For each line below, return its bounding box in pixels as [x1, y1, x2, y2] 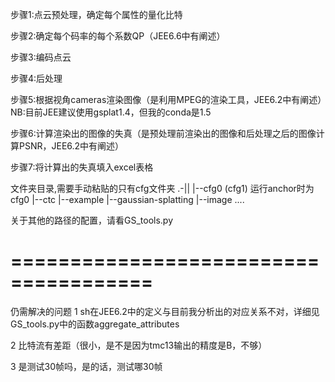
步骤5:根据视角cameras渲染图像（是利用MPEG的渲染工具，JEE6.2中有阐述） [10, 94, 323, 105]
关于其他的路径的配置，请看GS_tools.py [10, 214, 174, 226]
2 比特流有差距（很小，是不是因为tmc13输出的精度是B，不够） [10, 339, 268, 351]
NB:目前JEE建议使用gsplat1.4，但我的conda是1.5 [10, 106, 212, 118]
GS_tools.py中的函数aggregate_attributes [10, 318, 180, 330]
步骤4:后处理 [10, 73, 63, 84]
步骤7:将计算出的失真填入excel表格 [10, 161, 154, 173]
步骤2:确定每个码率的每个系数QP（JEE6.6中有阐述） [10, 30, 226, 42]
